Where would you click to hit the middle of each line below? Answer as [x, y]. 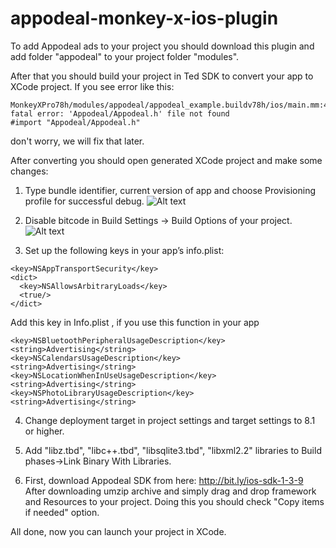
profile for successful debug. [84, 201]
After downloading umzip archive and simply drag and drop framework [170, 491]
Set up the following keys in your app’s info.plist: [124, 250]
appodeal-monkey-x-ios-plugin [144, 18]
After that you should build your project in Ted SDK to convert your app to [162, 76]
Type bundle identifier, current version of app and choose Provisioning [170, 190]
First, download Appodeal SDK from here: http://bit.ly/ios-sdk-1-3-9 [164, 480]
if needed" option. [62, 512]
